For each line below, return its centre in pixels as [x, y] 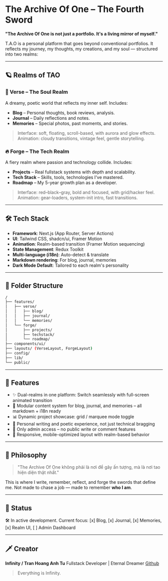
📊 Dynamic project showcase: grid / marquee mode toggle [73, 417]
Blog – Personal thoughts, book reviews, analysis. [63, 113]
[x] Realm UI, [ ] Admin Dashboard [40, 528]
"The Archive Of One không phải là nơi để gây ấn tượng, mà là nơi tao [89, 467]
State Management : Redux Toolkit [48, 249]
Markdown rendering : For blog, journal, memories [64, 260]
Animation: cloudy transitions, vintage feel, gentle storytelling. [81, 138]
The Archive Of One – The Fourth [74, 9]
